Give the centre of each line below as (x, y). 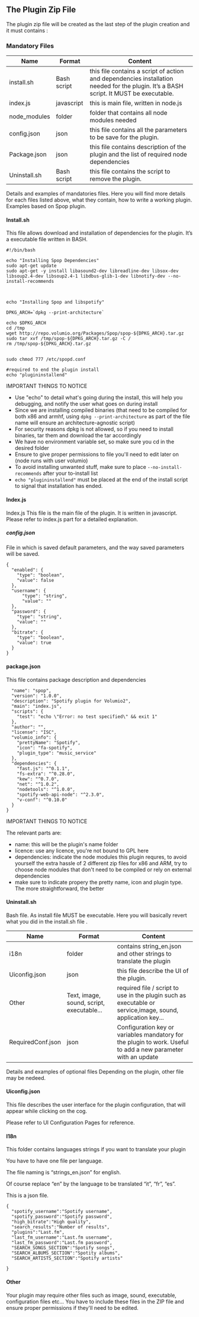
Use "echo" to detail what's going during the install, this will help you (99, 398)
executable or (136, 1003)
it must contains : (27, 30)
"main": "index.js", (37, 706)
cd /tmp (16, 328)
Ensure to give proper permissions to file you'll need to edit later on (97, 455)
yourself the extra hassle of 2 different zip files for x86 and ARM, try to (101, 863)
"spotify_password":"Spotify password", (62, 1217)
